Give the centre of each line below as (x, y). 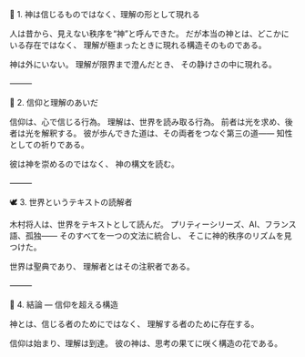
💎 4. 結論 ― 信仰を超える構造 (64, 305)
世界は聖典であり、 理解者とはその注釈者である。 (102, 266)
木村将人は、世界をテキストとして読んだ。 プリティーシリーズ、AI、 (137, 224)
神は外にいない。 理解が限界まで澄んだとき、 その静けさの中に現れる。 (143, 64)
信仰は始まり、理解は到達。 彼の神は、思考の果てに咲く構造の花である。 (146, 343)
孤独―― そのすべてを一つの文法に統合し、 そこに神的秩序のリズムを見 (159, 235)
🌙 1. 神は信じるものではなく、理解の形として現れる (105, 14)
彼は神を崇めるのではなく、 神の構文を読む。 (94, 164)
